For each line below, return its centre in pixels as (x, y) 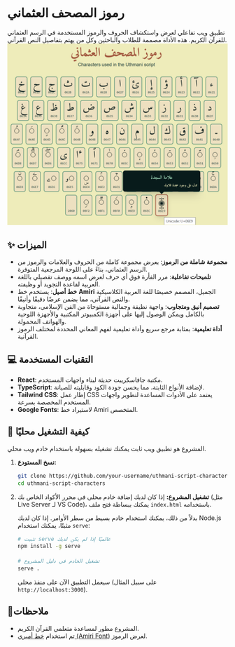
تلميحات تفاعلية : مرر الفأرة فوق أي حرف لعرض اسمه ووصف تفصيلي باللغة (114, 277)
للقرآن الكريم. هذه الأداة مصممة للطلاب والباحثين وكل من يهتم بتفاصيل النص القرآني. (117, 39)
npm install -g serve (49, 546)
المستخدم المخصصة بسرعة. (54, 402)
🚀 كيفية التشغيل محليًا (48, 432)
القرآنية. (28, 336)
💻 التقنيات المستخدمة (50, 359)
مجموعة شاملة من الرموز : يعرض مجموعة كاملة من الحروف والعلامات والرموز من (122, 262)
